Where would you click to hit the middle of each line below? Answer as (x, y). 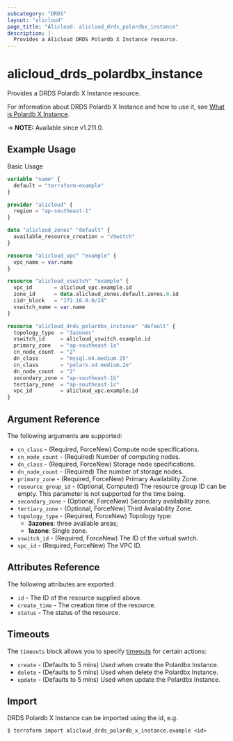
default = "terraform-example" (59, 185)
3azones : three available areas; (73, 523)
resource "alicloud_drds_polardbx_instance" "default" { (91, 326)
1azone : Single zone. (58, 531)
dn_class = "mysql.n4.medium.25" (71, 359)
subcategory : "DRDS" (37, 14)
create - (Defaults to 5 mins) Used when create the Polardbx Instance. (118, 664)
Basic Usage (25, 166)
